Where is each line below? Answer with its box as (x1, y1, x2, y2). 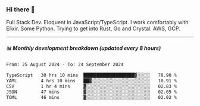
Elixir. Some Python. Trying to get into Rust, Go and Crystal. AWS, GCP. (6, 25, 180, 32)
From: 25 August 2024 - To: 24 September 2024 (6, 62, 124, 68)
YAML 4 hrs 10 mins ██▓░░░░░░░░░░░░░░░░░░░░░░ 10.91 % (6, 78, 177, 84)
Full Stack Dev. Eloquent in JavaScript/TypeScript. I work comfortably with (6, 19, 189, 26)
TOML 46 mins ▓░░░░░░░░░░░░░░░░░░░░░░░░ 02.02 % (6, 94, 177, 100)
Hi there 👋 (6, 5, 36, 14)
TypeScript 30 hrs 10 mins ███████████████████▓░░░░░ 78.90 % (6, 72, 177, 79)
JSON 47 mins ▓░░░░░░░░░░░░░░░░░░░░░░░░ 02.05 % (6, 89, 177, 95)
